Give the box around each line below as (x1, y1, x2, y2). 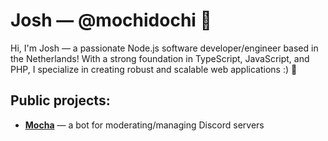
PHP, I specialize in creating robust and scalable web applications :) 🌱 (10, 63, 298, 75)
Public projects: (10, 92, 111, 109)
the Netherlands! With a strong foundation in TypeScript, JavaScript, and (10, 52, 310, 64)
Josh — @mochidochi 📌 (10, 9, 212, 32)
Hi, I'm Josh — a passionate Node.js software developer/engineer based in (10, 42, 319, 54)
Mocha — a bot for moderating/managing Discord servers (24, 119, 265, 131)
